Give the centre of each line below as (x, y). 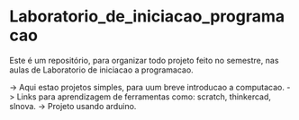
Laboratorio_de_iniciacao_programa (147, 17)
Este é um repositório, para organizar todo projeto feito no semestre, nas (144, 60)
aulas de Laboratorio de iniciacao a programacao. (101, 70)
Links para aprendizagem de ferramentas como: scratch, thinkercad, (144, 97)
